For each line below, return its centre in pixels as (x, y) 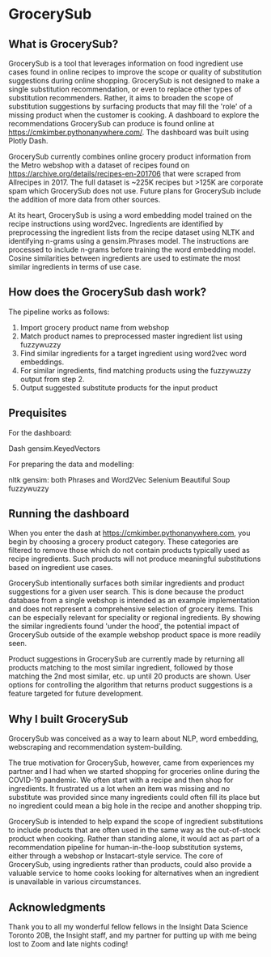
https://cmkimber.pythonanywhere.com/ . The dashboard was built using (129, 132)
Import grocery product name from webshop (95, 327)
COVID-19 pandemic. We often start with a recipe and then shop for (121, 780)
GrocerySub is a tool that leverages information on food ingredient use (126, 63)
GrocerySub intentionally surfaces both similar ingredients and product (127, 583)
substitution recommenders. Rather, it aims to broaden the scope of (121, 98)
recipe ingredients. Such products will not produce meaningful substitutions (135, 559)
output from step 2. (52, 379)
